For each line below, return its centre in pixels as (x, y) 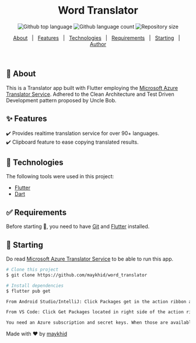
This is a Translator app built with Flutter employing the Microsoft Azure (92, 88)
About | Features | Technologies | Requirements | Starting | (97, 38)
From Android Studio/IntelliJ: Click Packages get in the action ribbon (96, 302)
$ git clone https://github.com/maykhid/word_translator (77, 275)
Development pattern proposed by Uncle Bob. (61, 100)
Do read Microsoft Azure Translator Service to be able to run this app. (90, 259)
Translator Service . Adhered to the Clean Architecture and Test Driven (90, 94)
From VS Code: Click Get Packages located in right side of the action (95, 312)
